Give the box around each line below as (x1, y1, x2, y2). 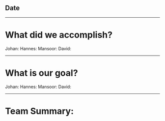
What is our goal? (5, 67, 78, 78)
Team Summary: (5, 105, 74, 117)
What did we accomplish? (5, 30, 113, 40)
